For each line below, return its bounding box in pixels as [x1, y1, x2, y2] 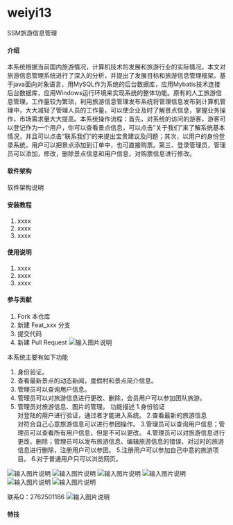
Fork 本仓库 [17, 312, 51, 320]
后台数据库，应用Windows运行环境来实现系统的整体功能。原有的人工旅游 [7, 89, 216, 97]
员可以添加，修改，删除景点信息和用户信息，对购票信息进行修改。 [7, 149, 196, 158]
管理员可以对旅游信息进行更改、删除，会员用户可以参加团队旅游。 [17, 394, 206, 402]
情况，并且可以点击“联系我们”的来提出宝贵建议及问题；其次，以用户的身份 [7, 132, 220, 140]
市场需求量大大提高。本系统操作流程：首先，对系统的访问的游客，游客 [19, 115, 220, 123]
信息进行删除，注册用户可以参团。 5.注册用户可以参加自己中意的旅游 [17, 446, 213, 454]
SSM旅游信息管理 [7, 28, 58, 37]
